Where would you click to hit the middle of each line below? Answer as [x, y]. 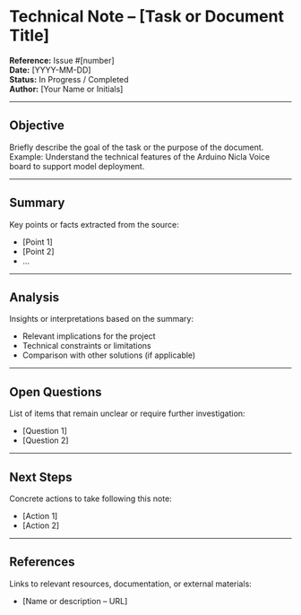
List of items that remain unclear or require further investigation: [127, 413]
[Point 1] [38, 242]
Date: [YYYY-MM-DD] [50, 70]
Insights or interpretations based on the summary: [102, 319]
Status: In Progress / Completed [69, 79]
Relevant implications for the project [89, 336]
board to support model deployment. [77, 166]
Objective [37, 126]
